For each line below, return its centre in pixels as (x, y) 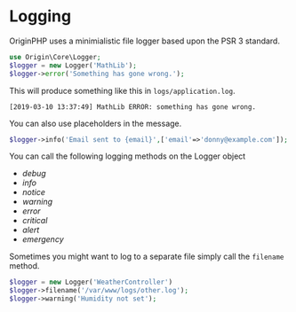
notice (34, 192)
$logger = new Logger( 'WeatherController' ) (91, 282)
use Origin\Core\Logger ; (55, 57)
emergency (43, 239)
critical (35, 221)
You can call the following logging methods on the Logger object (128, 156)
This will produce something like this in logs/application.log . (122, 90)
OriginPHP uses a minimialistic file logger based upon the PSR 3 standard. (144, 41)
